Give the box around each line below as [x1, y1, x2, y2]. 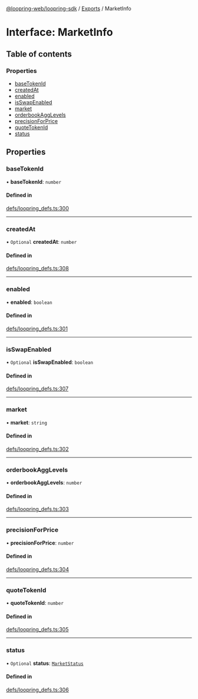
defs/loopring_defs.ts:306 [6, 686, 69, 693]
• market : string [6, 419, 47, 426]
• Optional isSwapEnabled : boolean [6, 359, 93, 366]
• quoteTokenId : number [6, 599, 64, 607]
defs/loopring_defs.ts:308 [6, 265, 69, 272]
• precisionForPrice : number [6, 539, 74, 546]
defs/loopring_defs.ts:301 [6, 325, 68, 332]
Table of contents [6, 49, 72, 59]
